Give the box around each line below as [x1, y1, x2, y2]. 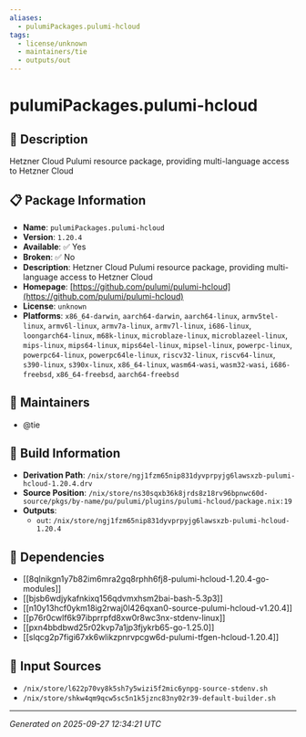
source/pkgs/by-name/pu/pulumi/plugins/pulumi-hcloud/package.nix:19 [22, 497, 293, 507]
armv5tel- [241, 311, 280, 321]
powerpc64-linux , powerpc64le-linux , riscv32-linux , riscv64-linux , [22, 349, 276, 360]
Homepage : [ [22, 280, 74, 292]
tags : [9, 30, 30, 39]
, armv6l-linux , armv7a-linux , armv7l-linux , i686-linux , [43, 320, 252, 331]
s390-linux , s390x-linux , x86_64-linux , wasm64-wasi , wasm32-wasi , [22, 358, 269, 370]
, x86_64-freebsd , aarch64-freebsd [51, 368, 179, 379]
